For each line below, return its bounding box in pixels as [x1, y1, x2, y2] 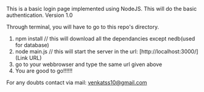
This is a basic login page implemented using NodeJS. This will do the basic [6, 5, 197, 12]
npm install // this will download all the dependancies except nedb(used [15, 35, 195, 42]
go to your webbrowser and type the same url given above [15, 61, 163, 68]
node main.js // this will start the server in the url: [15, 48, 138, 55]
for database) [15, 42, 50, 48]
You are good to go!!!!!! [15, 67, 73, 74]
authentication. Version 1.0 [6, 11, 73, 19]
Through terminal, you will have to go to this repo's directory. [6, 24, 160, 30]
